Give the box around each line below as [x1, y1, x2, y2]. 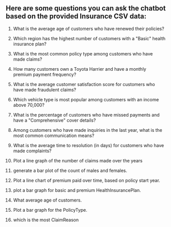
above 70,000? [13, 102, 45, 108]
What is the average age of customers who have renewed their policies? [13, 25, 164, 32]
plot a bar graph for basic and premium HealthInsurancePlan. [13, 187, 141, 193]
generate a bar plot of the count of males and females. [13, 167, 127, 174]
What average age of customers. [13, 197, 82, 203]
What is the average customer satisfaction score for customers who [13, 81, 155, 87]
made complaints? [13, 148, 52, 154]
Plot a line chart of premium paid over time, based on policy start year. [13, 177, 160, 183]
